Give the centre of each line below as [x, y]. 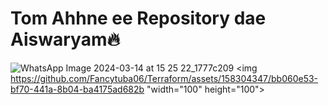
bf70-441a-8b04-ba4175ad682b [77, 89]
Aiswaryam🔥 [65, 39]
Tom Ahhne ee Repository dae [138, 18]
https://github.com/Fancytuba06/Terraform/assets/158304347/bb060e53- [164, 78]
